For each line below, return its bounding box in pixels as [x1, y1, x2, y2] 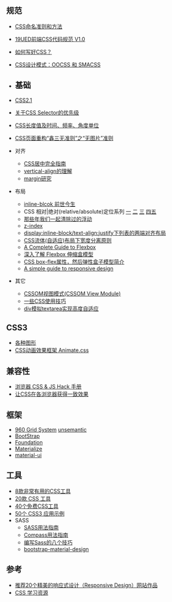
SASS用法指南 [23, 523, 59, 531]
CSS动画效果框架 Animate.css [14, 347, 89, 354]
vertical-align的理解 [23, 167, 73, 174]
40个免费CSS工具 [14, 502, 59, 510]
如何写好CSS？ [14, 48, 52, 55]
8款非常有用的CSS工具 [14, 487, 71, 495]
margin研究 [23, 174, 52, 182]
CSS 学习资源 [14, 589, 48, 596]
